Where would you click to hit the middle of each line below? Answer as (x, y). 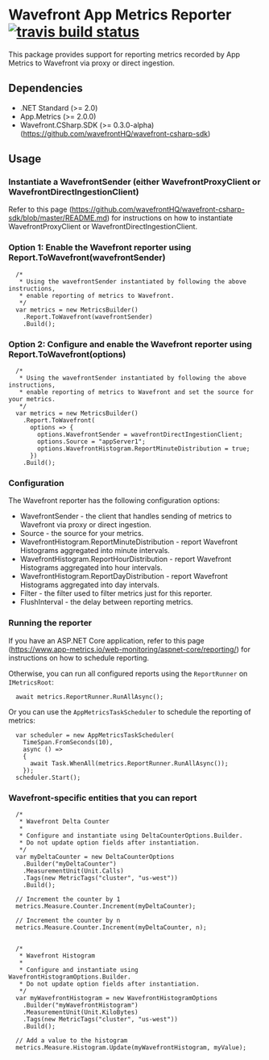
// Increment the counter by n (68, 920)
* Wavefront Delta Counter (64, 821)
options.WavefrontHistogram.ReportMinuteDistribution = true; (144, 449)
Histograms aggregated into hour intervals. (91, 568)
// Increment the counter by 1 (68, 899)
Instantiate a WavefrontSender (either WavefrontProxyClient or (134, 182)
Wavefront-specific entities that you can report (103, 798)
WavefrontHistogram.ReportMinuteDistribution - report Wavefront (129, 542)
